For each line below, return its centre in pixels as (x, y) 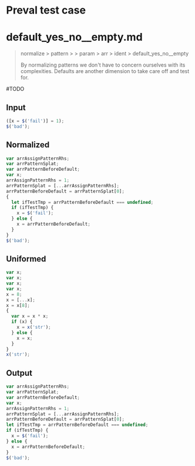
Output (19, 373)
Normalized (28, 145)
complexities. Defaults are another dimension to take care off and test (105, 71)
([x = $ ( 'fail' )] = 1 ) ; (35, 121)
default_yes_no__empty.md (74, 37)
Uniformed (26, 259)
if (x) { (22, 322)
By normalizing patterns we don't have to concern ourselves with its (103, 65)
